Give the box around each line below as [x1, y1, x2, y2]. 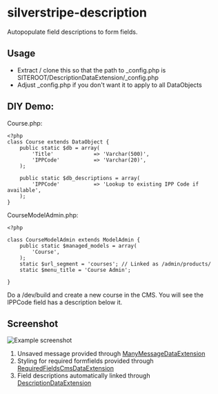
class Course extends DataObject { [7, 138, 110, 146]
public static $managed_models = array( [19, 242, 137, 249]
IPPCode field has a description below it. [7, 298, 123, 306]
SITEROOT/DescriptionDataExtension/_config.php [17, 73, 159, 81]
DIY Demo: [7, 101, 54, 112]
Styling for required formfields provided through [17, 357, 154, 365]
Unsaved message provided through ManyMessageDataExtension [17, 350, 206, 358]
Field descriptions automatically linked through [17, 371, 150, 380]
